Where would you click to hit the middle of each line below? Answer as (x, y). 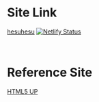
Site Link (32, 13)
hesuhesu (21, 31)
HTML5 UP (23, 91)
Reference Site (50, 73)
